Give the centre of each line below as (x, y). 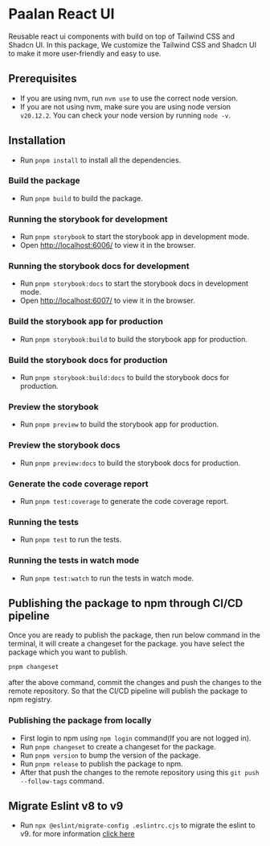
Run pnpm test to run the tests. (71, 539)
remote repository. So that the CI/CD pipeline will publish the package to (128, 691)
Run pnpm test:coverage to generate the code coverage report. (124, 501)
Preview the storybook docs (64, 445)
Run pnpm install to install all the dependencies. (100, 160)
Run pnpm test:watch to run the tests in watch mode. (107, 578)
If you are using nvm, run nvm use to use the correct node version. (129, 98)
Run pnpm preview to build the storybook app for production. (119, 424)
